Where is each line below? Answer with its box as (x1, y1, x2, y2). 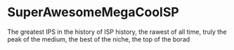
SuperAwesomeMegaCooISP (7, 4, 179, 20)
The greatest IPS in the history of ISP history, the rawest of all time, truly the (7, 27, 227, 36)
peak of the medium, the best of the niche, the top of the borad (7, 35, 190, 43)
